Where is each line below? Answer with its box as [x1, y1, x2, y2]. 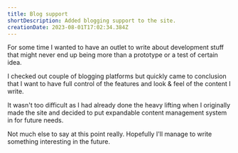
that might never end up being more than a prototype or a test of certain [7, 51, 219, 59]
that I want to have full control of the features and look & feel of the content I [7, 80, 231, 88]
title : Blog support [7, 10, 69, 18]
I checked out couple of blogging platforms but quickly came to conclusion [7, 72, 227, 80]
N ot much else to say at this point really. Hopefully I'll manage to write [7, 130, 212, 139]
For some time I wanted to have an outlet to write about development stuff [7, 43, 225, 52]
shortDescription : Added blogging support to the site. [7, 17, 176, 24]
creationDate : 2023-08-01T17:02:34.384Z [7, 23, 129, 31]
